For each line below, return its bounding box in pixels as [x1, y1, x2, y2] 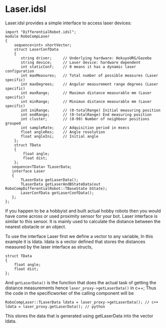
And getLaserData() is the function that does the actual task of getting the [5, 279, 157, 285]
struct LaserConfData [14, 47, 58, 52]
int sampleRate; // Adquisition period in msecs [20, 125, 130, 130]
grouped [5, 121, 21, 126]
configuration [5, 69, 35, 74]
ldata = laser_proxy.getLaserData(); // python [5, 304, 106, 309]
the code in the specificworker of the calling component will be [5, 290, 134, 296]
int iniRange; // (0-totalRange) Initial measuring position [20, 108, 161, 113]
